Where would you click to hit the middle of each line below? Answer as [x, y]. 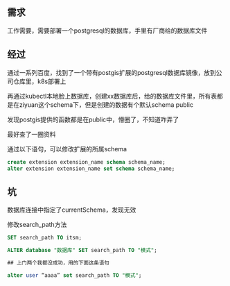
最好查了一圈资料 [32, 134]
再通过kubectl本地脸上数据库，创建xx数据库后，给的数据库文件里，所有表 [112, 96]
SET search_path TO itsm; [44, 238]
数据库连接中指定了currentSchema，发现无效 [72, 210]
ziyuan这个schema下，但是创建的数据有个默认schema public [106, 104]
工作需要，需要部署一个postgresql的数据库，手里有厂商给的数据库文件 [107, 31]
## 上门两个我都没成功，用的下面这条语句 [58, 262]
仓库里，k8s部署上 [39, 81]
